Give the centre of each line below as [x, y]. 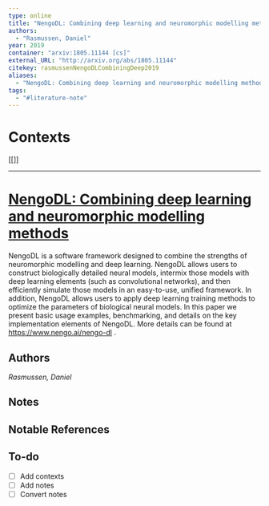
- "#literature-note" [52, 98]
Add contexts [42, 476]
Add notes [37, 485]
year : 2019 [26, 46]
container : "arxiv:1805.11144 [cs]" [69, 53]
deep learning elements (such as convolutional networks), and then [119, 281]
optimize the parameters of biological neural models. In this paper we [123, 307]
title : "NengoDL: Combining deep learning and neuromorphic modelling [128, 23]
